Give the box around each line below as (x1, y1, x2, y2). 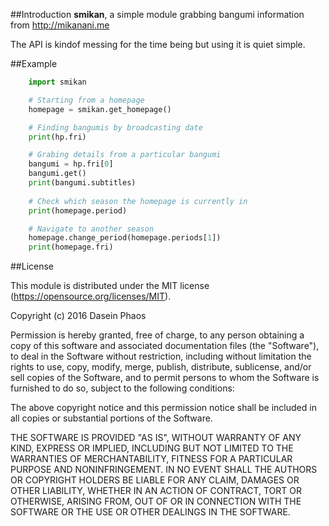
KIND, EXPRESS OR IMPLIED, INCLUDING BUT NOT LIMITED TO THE (10, 442, 294, 454)
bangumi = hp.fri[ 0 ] (28, 159, 114, 169)
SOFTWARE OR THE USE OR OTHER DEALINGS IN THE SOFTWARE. (10, 506, 291, 518)
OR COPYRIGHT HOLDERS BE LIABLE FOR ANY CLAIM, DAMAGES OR (10, 474, 300, 486)
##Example (10, 58, 58, 69)
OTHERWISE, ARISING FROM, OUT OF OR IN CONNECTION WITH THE (10, 495, 302, 508)
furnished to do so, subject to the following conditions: (10, 382, 235, 394)
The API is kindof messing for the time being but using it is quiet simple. (10, 39, 306, 50)
